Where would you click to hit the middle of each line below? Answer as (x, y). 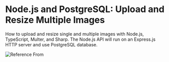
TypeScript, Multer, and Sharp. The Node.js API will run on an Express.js (80, 39)
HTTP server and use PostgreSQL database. (51, 44)
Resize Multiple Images (55, 20)
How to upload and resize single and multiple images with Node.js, (75, 34)
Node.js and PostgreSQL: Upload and (85, 9)
